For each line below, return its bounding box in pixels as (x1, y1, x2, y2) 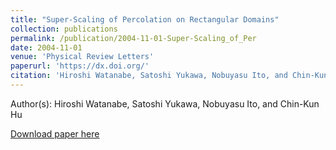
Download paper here (10, 127, 100, 140)
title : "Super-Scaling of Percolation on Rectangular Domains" (10, 14, 280, 25)
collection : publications (10, 24, 118, 34)
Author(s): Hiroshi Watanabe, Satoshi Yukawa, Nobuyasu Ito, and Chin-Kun (10, 97, 320, 110)
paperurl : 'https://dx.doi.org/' (10, 61, 150, 71)
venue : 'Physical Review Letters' (10, 52, 155, 62)
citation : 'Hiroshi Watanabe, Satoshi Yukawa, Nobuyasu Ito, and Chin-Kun (10, 71, 329, 81)
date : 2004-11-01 (10, 42, 83, 53)
